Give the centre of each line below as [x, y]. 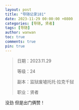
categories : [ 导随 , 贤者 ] [30, 23]
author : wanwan [20, 32]
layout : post [18, 10]
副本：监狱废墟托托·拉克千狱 [45, 82]
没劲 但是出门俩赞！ [25, 102]
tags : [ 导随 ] [18, 28]
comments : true [20, 42]
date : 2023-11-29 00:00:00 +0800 [39, 19]
